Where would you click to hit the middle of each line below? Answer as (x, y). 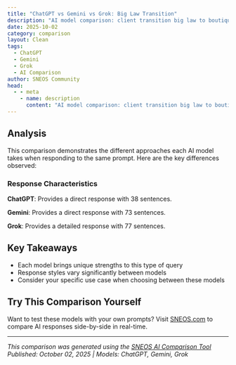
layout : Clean (28, 40)
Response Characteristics (53, 183)
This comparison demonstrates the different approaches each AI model (111, 150)
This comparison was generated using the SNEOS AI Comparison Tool (110, 346)
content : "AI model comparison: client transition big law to (119, 105)
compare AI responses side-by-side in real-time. (77, 326)
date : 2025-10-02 (33, 27)
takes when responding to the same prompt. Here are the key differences (113, 158)
